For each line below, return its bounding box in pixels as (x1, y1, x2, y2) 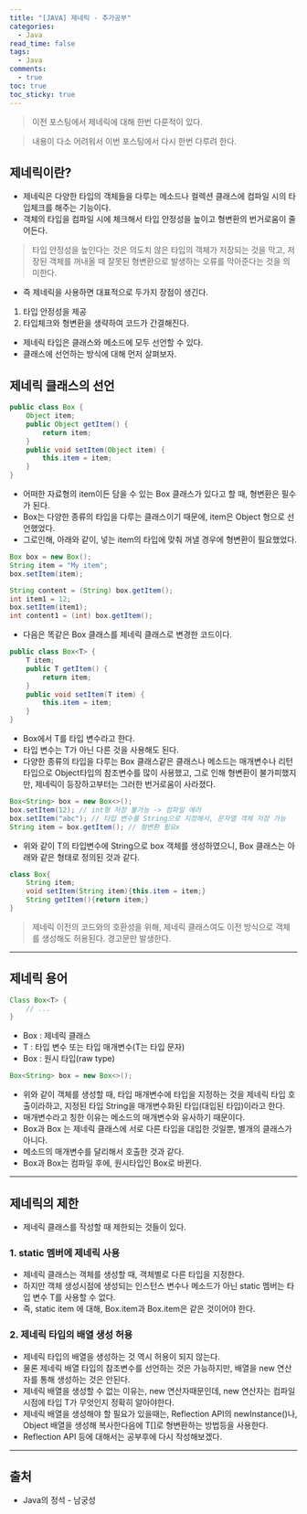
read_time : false (9, 38, 76, 48)
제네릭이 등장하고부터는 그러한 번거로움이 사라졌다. (35, 779, 217, 789)
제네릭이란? (9, 165, 72, 180)
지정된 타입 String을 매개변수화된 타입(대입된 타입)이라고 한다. (64, 1101, 286, 1112)
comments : (9, 65, 48, 74)
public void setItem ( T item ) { (26, 689, 145, 699)
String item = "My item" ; (9, 560, 108, 570)
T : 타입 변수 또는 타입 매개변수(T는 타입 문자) (22, 1041, 185, 1052)
